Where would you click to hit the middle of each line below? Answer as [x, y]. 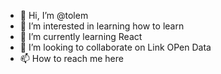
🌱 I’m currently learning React [81, 36]
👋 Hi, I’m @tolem [54, 15]
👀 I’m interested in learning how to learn [102, 26]
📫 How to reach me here [71, 58]
